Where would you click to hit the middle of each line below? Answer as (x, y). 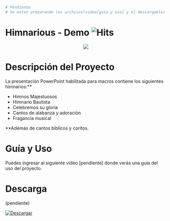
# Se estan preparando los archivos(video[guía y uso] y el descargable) (86, 12)
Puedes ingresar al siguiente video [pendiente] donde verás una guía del (82, 163)
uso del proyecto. (24, 168)
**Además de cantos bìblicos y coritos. (47, 128)
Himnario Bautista (31, 102)
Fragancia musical (32, 118)
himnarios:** (19, 86)
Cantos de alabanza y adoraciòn (47, 113)
